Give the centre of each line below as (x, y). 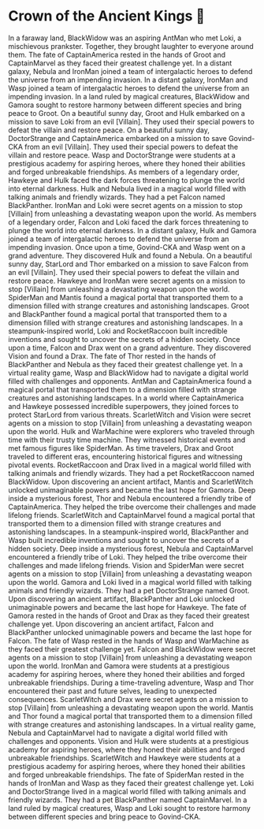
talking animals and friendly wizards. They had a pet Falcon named (117, 197)
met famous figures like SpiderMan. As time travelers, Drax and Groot (121, 448)
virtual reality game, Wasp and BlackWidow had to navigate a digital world (128, 373)
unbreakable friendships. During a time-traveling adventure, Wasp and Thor (131, 682)
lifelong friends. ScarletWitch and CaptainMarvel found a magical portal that (132, 515)
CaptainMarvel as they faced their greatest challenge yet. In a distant (120, 63)
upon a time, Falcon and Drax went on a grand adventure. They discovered (130, 348)
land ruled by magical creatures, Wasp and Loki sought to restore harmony (129, 808)
